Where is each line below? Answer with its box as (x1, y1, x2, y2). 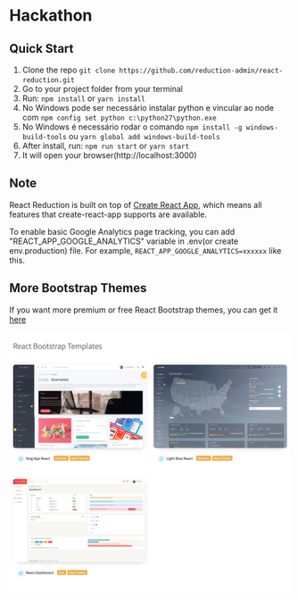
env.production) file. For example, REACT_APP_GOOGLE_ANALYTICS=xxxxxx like (9, 245, 282, 255)
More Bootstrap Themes (9, 280, 147, 296)
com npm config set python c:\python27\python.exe (21, 112, 217, 122)
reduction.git (21, 76, 75, 85)
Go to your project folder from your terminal (21, 84, 183, 94)
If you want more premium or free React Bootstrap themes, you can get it (9, 304, 278, 315)
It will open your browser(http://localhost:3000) (21, 150, 198, 161)
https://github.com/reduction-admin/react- (119, 66, 284, 75)
